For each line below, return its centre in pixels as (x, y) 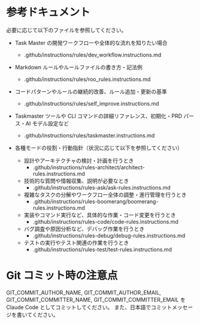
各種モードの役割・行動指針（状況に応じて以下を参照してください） (99, 148)
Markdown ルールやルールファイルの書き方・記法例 (78, 67)
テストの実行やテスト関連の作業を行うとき (76, 242)
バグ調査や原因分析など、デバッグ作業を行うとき (84, 229)
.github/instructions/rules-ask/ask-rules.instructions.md (101, 187)
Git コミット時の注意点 (62, 276)
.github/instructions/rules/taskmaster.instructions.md (89, 135)
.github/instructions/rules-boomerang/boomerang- (96, 201)
